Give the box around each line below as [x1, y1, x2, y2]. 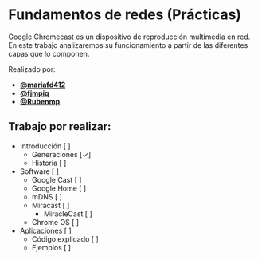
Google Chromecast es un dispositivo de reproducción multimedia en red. [8, 32, 251, 41]
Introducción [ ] [19, 141, 71, 151]
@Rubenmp [19, 97, 61, 106]
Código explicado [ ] [31, 234, 99, 244]
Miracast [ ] [31, 200, 70, 210]
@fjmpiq [19, 88, 49, 97]
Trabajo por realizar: [8, 120, 111, 133]
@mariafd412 [19, 80, 66, 89]
